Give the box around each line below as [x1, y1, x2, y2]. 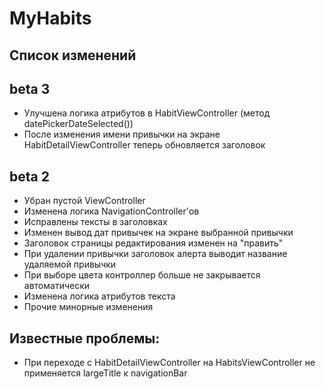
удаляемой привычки [23, 258, 117, 271]
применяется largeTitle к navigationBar [23, 367, 188, 379]
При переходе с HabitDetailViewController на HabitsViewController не [23, 357, 316, 369]
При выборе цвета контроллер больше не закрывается [23, 269, 261, 281]
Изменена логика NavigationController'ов [23, 205, 200, 217]
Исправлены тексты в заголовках [23, 216, 168, 228]
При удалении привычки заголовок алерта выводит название [23, 248, 288, 260]
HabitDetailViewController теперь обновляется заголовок [23, 139, 266, 151]
